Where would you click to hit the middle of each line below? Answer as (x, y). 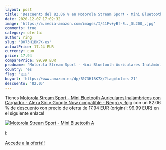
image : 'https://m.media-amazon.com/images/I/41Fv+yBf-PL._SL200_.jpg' (80, 24)
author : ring (19, 38)
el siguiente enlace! (25, 113)
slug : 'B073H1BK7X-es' (28, 42)
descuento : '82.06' (25, 83)
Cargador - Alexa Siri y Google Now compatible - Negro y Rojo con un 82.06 (83, 102)
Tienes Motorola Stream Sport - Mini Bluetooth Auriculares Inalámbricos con (83, 98)
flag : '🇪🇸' (17, 74)
